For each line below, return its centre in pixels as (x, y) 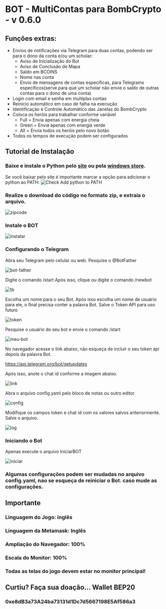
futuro (11, 310)
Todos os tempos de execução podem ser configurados (70, 136)
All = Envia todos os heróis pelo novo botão (64, 131)
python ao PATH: (22, 182)
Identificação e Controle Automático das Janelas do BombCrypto (79, 109)
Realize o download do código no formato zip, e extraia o (75, 195)
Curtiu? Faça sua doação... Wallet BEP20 (70, 588)
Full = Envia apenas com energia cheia (59, 120)
